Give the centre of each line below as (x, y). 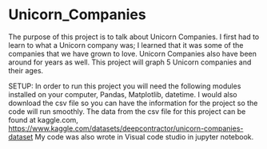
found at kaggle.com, (43, 120)
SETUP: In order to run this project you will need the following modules (125, 86)
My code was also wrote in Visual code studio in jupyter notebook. (144, 136)
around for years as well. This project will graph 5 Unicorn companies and (130, 62)
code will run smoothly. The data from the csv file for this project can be (127, 111)
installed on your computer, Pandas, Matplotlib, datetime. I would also (123, 94)
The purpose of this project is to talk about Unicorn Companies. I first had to (134, 37)
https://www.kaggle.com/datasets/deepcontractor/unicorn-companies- (126, 128)
